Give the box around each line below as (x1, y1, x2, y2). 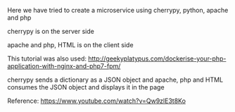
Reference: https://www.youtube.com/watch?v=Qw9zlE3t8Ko (7, 97, 186, 105)
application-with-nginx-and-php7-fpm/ (7, 62, 121, 70)
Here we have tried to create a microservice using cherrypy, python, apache (7, 6, 229, 14)
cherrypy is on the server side (7, 27, 95, 35)
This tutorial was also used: (7, 54, 87, 63)
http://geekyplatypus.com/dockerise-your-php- (87, 54, 227, 63)
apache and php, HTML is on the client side (7, 41, 134, 49)
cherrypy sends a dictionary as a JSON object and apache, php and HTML (7, 75, 224, 84)
